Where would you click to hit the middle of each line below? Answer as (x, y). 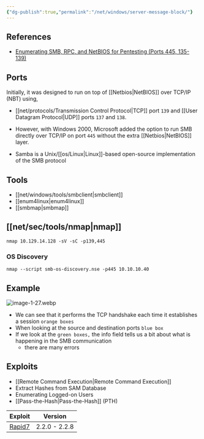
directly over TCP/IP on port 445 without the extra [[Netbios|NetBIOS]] (103, 136)
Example (23, 288)
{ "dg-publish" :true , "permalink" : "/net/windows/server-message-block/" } (100, 12)
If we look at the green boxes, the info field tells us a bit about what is (103, 334)
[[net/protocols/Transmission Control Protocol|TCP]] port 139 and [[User (106, 111)
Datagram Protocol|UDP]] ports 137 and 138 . (71, 117)
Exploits (22, 367)
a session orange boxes (44, 321)
